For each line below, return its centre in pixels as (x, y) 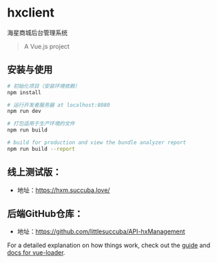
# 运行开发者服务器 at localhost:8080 (59, 105)
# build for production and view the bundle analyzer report (97, 143)
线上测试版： (34, 172)
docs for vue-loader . (36, 253)
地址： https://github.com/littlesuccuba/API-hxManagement (101, 231)
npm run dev (24, 112)
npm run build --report (41, 149)
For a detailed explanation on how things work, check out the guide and (109, 245)
